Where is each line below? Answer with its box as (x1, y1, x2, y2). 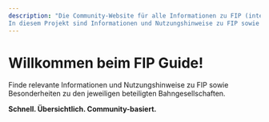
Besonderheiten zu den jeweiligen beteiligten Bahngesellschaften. (8, 89, 226, 99)
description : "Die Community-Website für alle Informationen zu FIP (8, 11, 242, 20)
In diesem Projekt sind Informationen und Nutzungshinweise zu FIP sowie (8, 19, 260, 27)
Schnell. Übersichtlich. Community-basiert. (8, 104, 157, 114)
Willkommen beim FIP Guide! (8, 54, 204, 72)
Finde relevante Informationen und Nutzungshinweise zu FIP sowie (8, 80, 229, 90)
